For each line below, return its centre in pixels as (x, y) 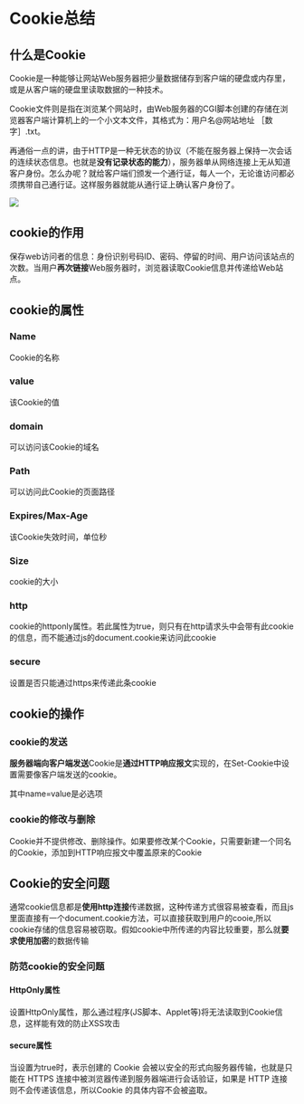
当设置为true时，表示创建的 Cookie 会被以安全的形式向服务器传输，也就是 (147, 1067)
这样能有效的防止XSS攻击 (72, 1023)
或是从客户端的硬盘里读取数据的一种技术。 (89, 90)
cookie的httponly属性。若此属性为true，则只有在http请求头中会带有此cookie (152, 626)
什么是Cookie (47, 55)
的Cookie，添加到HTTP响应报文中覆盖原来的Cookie (105, 852)
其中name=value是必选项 (56, 794)
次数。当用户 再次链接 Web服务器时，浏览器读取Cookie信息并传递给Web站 (146, 267)
